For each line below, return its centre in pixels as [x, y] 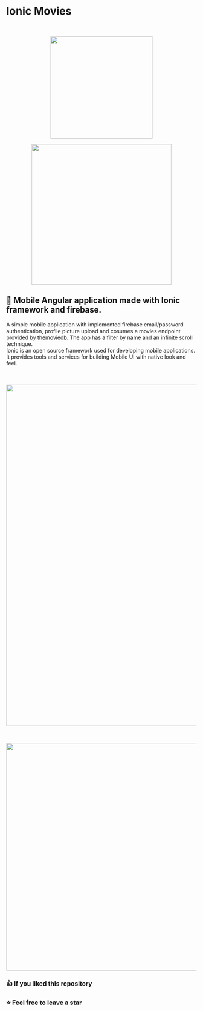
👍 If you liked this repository [49, 983]
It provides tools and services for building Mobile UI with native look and [96, 357]
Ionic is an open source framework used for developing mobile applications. [101, 350]
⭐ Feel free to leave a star [44, 1003]
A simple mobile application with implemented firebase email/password [95, 324]
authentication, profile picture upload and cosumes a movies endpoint [93, 331]
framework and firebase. [54, 310]
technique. [20, 343]
